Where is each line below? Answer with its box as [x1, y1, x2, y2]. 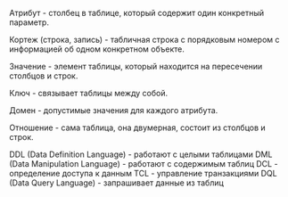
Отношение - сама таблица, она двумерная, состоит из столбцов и [9, 122, 266, 133]
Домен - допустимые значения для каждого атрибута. [9, 105, 218, 115]
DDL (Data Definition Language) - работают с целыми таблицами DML [9, 149, 273, 160]
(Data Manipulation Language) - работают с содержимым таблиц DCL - [9, 159, 278, 168]
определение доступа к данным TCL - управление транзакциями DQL [9, 168, 278, 178]
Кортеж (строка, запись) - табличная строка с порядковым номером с [9, 35, 280, 45]
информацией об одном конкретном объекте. [9, 44, 185, 54]
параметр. [9, 17, 49, 28]
